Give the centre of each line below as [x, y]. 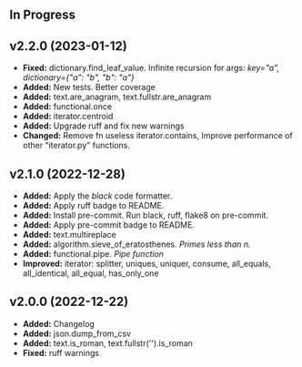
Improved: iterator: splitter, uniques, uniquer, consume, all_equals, [146, 264]
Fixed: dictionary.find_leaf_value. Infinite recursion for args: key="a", [151, 68]
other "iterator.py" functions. [76, 146]
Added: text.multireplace [69, 235]
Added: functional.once [67, 107]
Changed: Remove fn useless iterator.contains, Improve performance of [157, 136]
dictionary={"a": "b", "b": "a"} [78, 77]
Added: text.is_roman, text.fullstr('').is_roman [108, 343]
